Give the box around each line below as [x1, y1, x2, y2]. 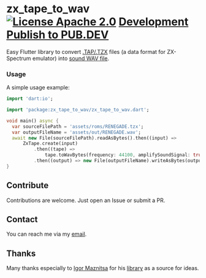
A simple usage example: [6, 84, 70, 91]
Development [118, 15, 189, 29]
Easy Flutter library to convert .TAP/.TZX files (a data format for [6, 48, 166, 55]
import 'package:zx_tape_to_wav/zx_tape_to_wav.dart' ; [6, 107, 150, 113]
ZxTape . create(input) [22, 140, 78, 147]
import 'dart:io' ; [6, 96, 53, 102]
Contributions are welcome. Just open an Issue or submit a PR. [6, 197, 166, 204]
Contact [6, 214, 38, 225]
